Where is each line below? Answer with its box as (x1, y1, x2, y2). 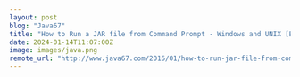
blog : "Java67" (9, 21, 66, 30)
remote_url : (9, 54, 54, 63)
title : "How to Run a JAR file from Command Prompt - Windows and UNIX (9, 29, 281, 38)
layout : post (9, 12, 58, 22)
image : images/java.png (9, 46, 98, 55)
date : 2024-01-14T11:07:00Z (9, 37, 114, 47)
